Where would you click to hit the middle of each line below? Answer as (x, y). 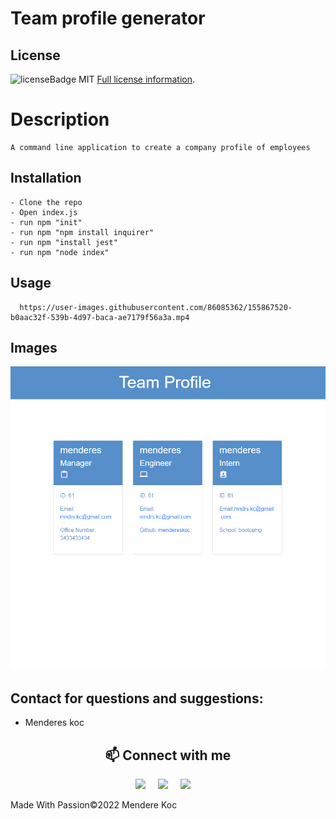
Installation (46, 178)
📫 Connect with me (168, 755)
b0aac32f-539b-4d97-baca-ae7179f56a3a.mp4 (100, 317)
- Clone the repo (46, 202)
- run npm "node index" (60, 252)
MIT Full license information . (137, 79)
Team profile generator (108, 18)
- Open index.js (44, 212)
